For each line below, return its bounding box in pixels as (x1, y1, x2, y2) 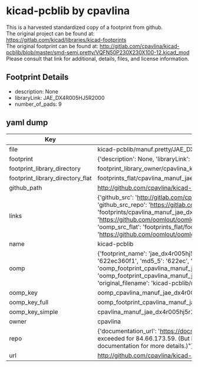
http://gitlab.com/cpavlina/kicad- (99, 43, 180, 50)
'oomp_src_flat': (97, 223, 141, 231)
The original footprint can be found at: (6, 43, 98, 50)
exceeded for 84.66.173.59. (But (97, 334, 190, 342)
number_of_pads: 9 (14, 100, 62, 108)
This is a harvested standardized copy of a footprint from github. (6, 24, 163, 31)
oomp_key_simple (9, 307, 58, 316)
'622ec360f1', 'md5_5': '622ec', (97, 256, 190, 265)
